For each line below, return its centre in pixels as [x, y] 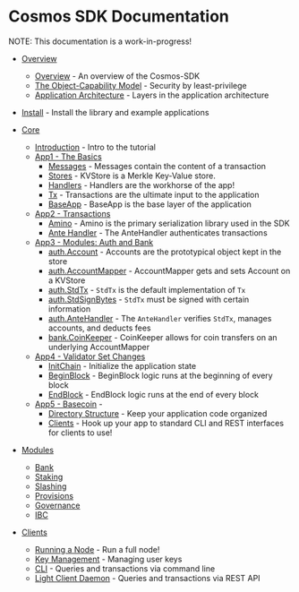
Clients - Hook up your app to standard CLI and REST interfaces [166, 423]
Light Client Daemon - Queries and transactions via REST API [147, 578]
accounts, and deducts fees [99, 328]
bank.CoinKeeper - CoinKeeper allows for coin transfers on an [163, 337]
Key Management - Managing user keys [108, 559]
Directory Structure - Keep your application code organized [158, 413]
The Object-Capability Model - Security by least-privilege [141, 85]
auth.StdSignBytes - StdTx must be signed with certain [149, 299]
